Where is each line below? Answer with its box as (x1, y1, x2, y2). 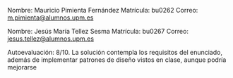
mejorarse (7, 63, 37, 71)
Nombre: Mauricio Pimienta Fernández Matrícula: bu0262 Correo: (7, 6, 198, 14)
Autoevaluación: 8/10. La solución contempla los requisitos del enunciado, (7, 48, 222, 56)
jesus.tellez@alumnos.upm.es (7, 34, 94, 43)
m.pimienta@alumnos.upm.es (7, 13, 94, 22)
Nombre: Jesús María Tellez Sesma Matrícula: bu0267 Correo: (7, 27, 189, 35)
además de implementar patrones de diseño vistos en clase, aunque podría (7, 56, 227, 64)
